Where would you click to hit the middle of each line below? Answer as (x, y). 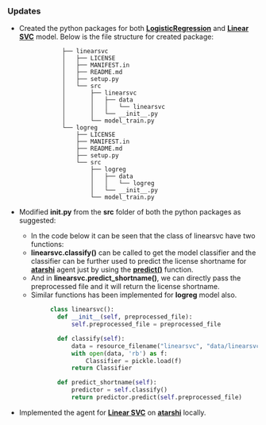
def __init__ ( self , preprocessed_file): (125, 317)
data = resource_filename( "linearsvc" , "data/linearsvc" (167, 346)
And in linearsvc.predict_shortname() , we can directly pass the (136, 278)
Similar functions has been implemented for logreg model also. (134, 295)
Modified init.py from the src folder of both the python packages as (130, 212)
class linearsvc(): (82, 310)
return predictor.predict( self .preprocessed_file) (157, 398)
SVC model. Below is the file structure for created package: (116, 37)
